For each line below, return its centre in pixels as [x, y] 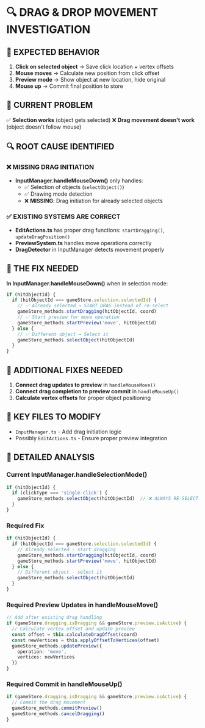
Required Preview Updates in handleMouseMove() [82, 605]
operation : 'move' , [42, 651]
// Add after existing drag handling [54, 618]
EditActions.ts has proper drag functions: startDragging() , [90, 230]
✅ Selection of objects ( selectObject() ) [74, 187]
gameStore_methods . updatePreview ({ [57, 646]
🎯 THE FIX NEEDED [43, 269]
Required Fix [25, 526]
